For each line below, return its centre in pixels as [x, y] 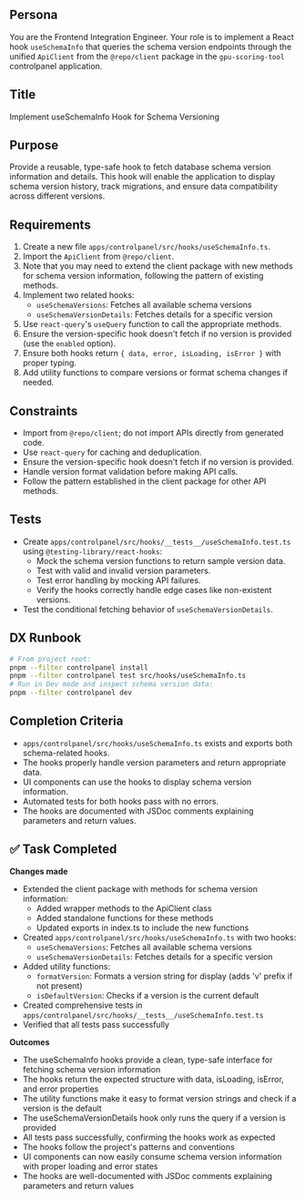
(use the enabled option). [69, 344]
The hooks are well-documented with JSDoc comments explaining [147, 1175]
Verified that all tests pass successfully [96, 1024]
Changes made [39, 871]
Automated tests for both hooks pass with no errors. [121, 801]
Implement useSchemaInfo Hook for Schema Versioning [115, 117]
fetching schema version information [91, 1069]
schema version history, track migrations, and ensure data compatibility [144, 187]
